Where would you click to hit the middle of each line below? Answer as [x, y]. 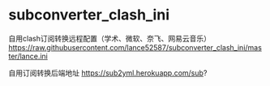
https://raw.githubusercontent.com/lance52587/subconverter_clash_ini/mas [135, 47]
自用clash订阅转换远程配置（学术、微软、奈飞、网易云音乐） [109, 38]
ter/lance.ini [28, 56]
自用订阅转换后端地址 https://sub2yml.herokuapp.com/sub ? [108, 73]
